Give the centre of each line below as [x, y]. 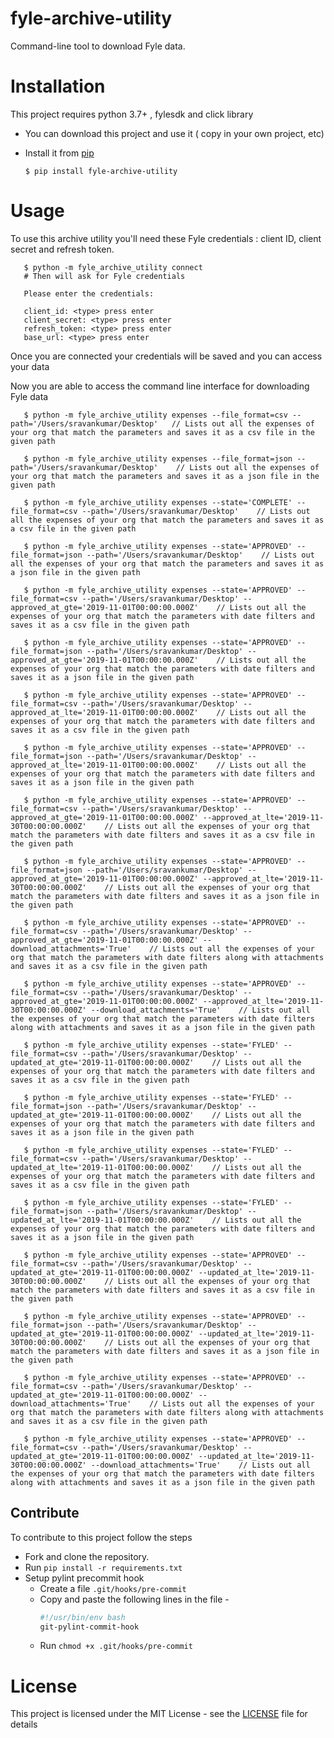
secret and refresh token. [62, 249]
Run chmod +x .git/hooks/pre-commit [116, 1646]
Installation [58, 86]
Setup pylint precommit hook [84, 1578]
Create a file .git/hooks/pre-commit [113, 1588]
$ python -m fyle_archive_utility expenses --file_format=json [158, 458]
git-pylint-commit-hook [89, 1627]
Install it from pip [59, 153]
